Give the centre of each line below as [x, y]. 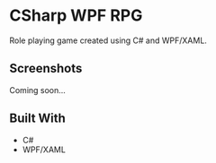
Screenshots [46, 69]
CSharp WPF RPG [76, 16]
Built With [37, 119]
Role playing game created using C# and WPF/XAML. [108, 40]
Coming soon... [37, 90]
